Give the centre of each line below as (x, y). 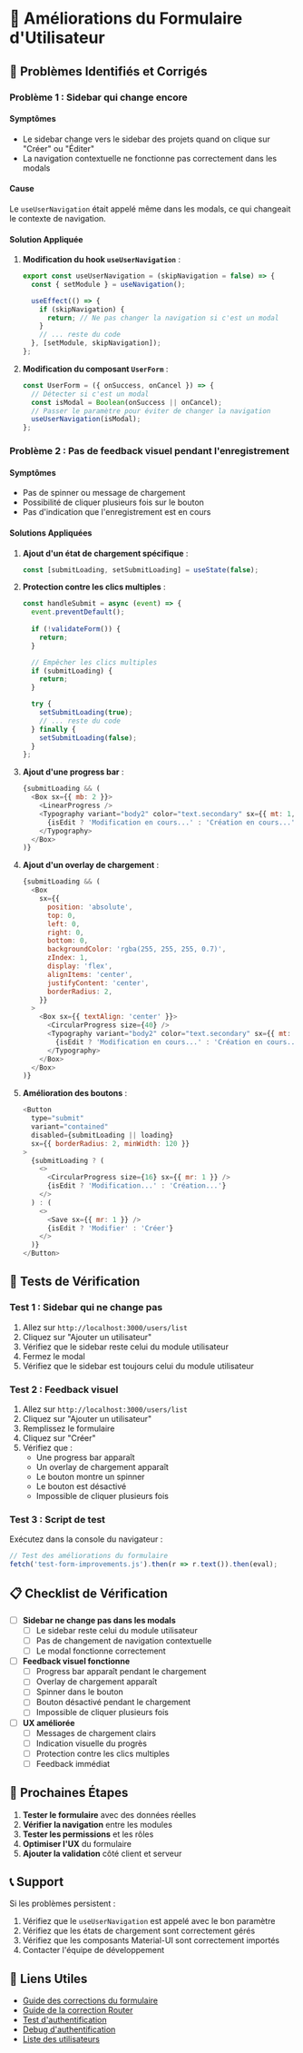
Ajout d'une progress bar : (73, 772)
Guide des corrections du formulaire (90, 2000)
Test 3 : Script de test (58, 1519)
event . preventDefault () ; (78, 612)
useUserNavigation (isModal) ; (86, 419)
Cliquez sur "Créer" (59, 1438)
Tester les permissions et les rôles (88, 1834)
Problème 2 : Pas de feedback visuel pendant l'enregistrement (150, 451)
